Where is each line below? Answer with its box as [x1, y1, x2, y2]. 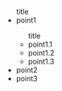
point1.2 [27, 48, 55, 57]
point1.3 [27, 56, 55, 66]
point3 [15, 74, 38, 83]
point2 [15, 65, 38, 75]
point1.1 [27, 39, 53, 49]
